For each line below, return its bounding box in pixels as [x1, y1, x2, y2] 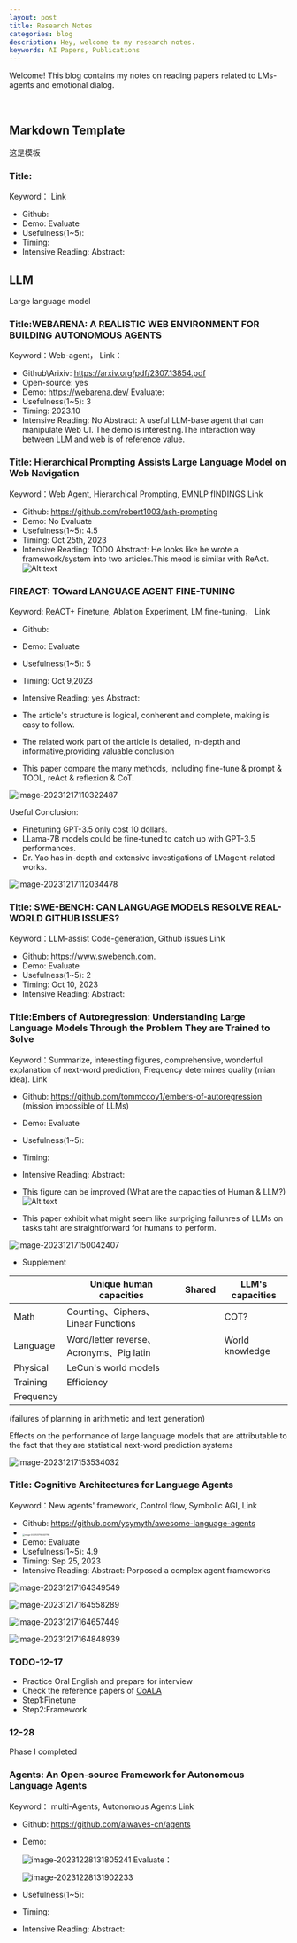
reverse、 [115, 1333, 156, 1345]
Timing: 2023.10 [21, 405, 81, 417]
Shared [185, 1283, 217, 1296]
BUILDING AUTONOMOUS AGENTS [9, 329, 162, 341]
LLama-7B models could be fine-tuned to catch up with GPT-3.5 [21, 833, 256, 843]
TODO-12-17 [9, 1656, 64, 1668]
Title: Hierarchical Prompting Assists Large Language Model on [9, 456, 286, 468]
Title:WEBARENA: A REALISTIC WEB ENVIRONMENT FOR [9, 317, 260, 330]
